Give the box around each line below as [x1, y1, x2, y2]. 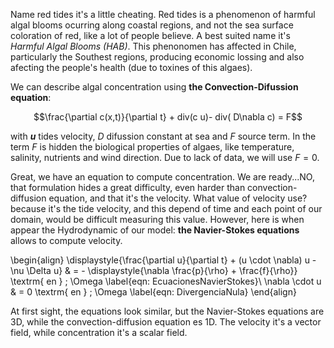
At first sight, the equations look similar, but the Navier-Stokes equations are [10, 305, 325, 317]
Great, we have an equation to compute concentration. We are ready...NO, [10, 171, 315, 183]
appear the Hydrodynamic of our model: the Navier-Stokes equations [10, 224, 300, 236]
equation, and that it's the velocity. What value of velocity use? [48, 192, 308, 204]
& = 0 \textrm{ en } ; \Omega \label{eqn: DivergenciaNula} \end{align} [10, 286, 297, 298]
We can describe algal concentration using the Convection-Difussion [10, 81, 299, 93]
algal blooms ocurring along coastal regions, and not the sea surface [10, 19, 294, 31]
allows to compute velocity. [10, 235, 123, 246]
